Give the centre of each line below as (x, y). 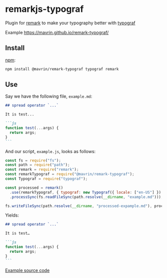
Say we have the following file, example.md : (49, 96)
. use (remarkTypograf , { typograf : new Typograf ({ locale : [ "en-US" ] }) (85, 192)
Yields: (12, 215)
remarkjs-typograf (44, 9)
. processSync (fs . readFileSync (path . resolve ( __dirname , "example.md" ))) (85, 197)
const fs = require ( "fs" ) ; (33, 160)
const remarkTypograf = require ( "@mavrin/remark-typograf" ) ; (70, 174)
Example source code (27, 270)
